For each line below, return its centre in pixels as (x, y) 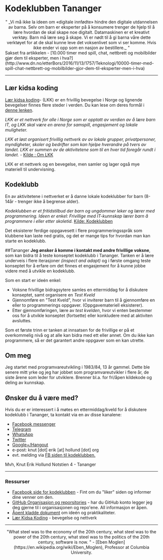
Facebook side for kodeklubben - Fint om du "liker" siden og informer (81, 492)
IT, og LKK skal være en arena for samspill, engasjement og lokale (72, 125)
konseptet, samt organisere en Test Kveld (54, 295)
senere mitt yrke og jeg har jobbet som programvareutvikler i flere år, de (77, 372)
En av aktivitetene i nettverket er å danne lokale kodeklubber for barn (74, 196)
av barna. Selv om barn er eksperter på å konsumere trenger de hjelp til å (81, 27)
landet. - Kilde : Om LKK (29, 155)
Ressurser (17, 482)
